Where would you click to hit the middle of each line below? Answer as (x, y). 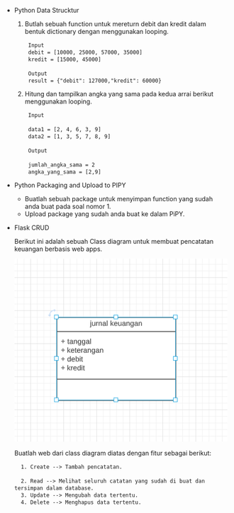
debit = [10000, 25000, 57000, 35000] (85, 52)
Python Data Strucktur (46, 10)
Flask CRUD (32, 227)
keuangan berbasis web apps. (58, 249)
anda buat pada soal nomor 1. (68, 206)
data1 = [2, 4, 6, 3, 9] (65, 130)
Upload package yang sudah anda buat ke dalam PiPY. (105, 214)
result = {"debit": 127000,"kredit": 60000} (95, 81)
